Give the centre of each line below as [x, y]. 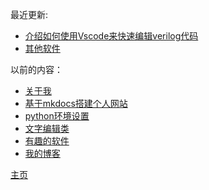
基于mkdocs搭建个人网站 [76, 103]
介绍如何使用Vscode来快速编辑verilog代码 [111, 36]
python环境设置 [57, 116]
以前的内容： [36, 69]
